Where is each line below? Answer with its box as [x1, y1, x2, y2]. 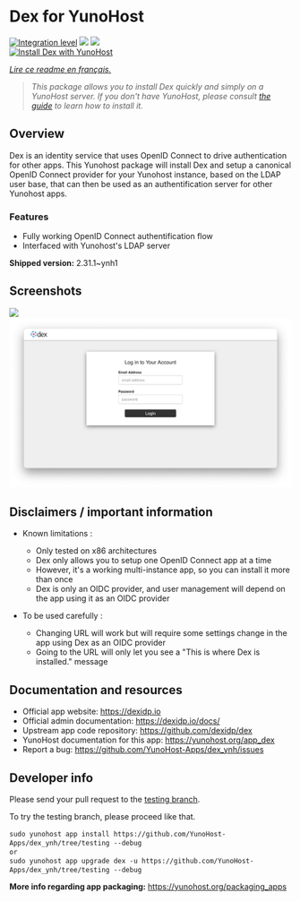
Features [9, 210, 49, 223]
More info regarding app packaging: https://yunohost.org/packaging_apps [9, 881, 287, 892]
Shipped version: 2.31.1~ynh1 [9, 258, 118, 269]
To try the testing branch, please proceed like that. [9, 811, 196, 822]
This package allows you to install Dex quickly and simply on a [30, 81, 264, 91]
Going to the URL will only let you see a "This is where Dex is [35, 647, 261, 657]
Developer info [9, 770, 94, 785]
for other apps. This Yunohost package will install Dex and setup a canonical [9, 159, 292, 170]
